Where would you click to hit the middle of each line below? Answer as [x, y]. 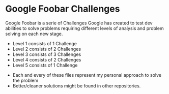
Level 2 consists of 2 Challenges [47, 49]
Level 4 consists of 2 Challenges [47, 59]
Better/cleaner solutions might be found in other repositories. [77, 86]
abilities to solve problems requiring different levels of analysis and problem [84, 28]
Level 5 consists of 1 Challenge [45, 65]
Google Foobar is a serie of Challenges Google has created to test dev [79, 23]
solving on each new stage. [34, 34]
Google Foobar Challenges [63, 9]
